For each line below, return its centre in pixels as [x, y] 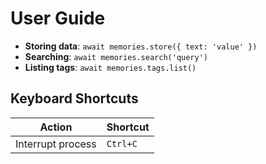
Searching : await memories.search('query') [116, 56]
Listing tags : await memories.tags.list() [110, 67]
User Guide [58, 18]
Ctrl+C [122, 143]
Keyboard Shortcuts [74, 98]
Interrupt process [56, 144]
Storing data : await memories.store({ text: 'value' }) [141, 46]
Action [56, 127]
